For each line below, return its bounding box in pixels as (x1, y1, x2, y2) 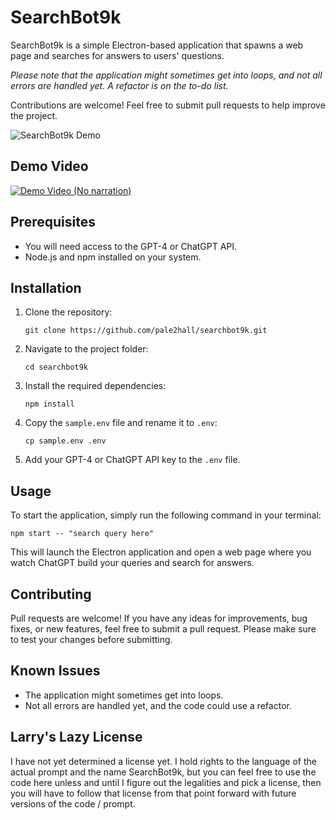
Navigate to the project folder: (24, 343, 149, 355)
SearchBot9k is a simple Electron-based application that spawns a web (10, 39, 304, 51)
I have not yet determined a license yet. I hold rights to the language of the (10, 755, 317, 767)
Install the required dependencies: (24, 380, 167, 392)
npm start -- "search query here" (10, 529, 155, 539)
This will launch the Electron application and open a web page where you (10, 546, 312, 558)
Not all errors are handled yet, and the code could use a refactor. (24, 699, 292, 711)
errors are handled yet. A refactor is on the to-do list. (10, 79, 229, 91)
